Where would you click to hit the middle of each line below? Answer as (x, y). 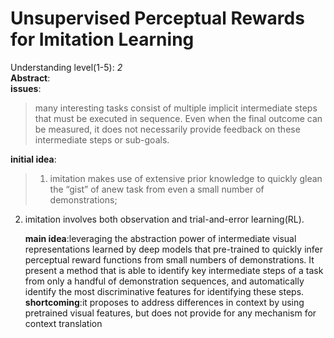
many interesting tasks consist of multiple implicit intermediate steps (176, 108)
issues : (26, 88)
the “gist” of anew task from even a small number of (157, 189)
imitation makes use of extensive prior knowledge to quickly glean (186, 178)
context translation (63, 323)
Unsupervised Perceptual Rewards (157, 18)
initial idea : (33, 159)
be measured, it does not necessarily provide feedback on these (167, 129)
